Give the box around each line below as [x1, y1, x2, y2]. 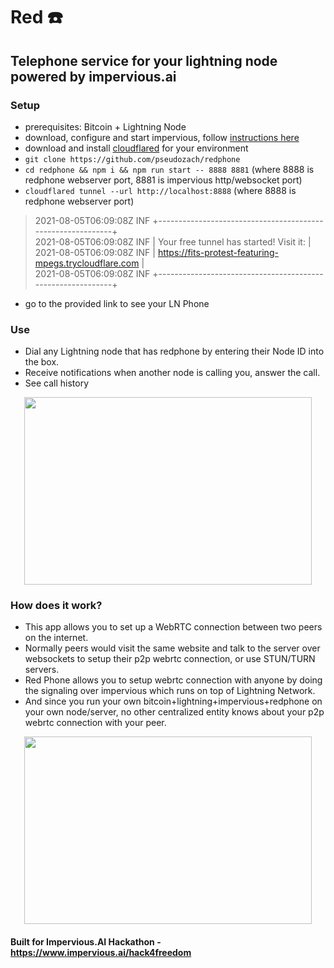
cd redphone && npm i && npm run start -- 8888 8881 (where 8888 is [24, 163, 315, 175]
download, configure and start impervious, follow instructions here [24, 131, 300, 143]
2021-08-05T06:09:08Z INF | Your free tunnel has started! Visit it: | [34, 235, 312, 248]
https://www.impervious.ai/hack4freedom [10, 947, 192, 959]
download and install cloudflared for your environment [24, 142, 249, 154]
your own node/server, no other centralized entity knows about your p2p [24, 706, 325, 718]
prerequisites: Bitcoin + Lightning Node [24, 120, 187, 133]
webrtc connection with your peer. [24, 717, 167, 729]
